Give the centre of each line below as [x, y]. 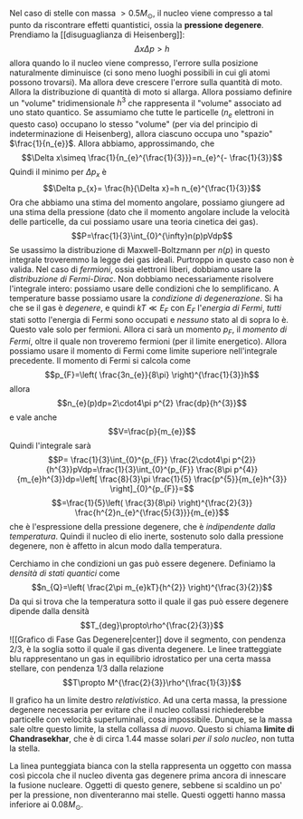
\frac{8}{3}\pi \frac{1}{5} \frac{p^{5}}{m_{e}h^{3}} [193, 479]
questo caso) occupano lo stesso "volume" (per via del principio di [133, 124]
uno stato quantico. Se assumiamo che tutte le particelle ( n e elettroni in [142, 114]
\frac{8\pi [214, 469]
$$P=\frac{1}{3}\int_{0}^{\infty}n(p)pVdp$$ [152, 236]
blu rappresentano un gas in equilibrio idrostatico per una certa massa [140, 658]
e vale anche [33, 417]
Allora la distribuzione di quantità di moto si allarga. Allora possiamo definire [151, 92]
